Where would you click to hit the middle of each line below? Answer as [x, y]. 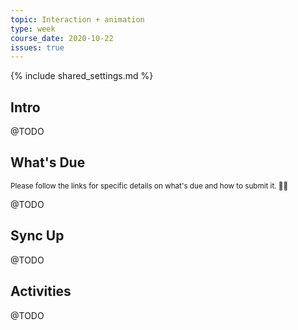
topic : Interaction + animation [77, 19]
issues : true [37, 47]
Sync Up [37, 236]
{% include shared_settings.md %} [82, 76]
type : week [33, 29]
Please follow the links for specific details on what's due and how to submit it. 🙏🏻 [149, 186]
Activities [41, 291]
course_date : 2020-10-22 [62, 38]
